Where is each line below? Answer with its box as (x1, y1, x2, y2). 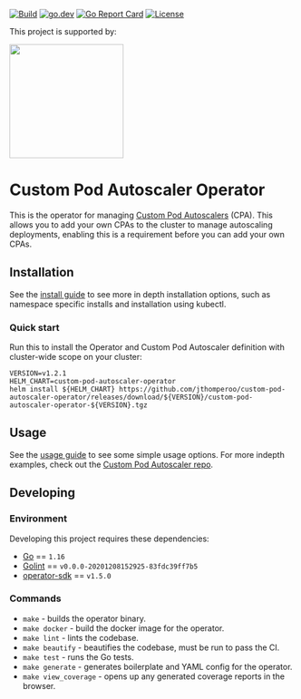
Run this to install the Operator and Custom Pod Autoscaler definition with (9, 342, 286, 353)
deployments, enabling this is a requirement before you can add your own (9, 228, 286, 239)
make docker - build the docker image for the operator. (22, 622, 225, 634)
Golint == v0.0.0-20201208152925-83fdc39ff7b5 (22, 560, 199, 571)
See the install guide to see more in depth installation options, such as (9, 288, 271, 299)
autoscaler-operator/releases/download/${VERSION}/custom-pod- (9, 393, 254, 403)
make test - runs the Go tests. (22, 651, 134, 662)
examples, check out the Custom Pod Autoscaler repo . (9, 459, 214, 470)
